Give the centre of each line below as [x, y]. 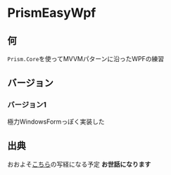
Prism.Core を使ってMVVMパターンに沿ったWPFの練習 [86, 59]
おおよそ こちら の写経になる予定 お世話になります [79, 164]
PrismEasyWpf [52, 13]
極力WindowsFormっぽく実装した [56, 122]
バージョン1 [27, 105]
